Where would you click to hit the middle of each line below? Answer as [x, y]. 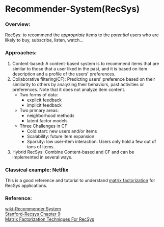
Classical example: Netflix [37, 170]
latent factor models [47, 120]
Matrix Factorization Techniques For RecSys [50, 219]
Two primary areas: [39, 110]
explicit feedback [44, 100]
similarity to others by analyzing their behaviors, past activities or [78, 84]
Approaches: [21, 53]
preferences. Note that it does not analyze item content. [69, 90]
